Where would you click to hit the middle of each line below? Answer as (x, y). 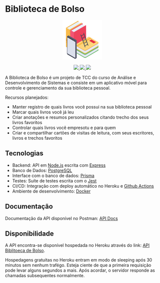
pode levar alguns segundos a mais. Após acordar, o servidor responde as (80, 270)
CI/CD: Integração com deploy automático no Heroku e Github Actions (83, 186)
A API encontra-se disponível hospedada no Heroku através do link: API (78, 245)
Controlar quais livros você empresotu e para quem (64, 128)
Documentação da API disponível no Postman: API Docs (62, 218)
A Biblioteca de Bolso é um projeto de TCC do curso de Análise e (70, 77)
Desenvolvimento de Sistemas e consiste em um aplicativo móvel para (76, 83)
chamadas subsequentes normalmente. (45, 276)
